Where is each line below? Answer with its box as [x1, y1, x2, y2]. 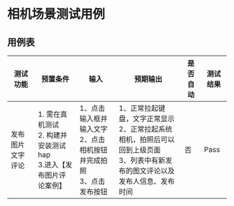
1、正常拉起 [118, 104, 159, 113]
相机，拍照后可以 [118, 135, 175, 144]
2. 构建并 [38, 130, 68, 140]
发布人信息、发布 [118, 177, 175, 186]
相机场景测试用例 [7, 6, 106, 22]
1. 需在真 [38, 109, 68, 119]
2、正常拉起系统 [118, 125, 173, 134]
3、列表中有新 [118, 156, 166, 165]
